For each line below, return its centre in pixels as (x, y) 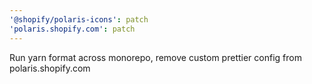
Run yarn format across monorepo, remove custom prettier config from (155, 57)
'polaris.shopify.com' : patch (72, 29)
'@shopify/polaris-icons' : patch (79, 19)
